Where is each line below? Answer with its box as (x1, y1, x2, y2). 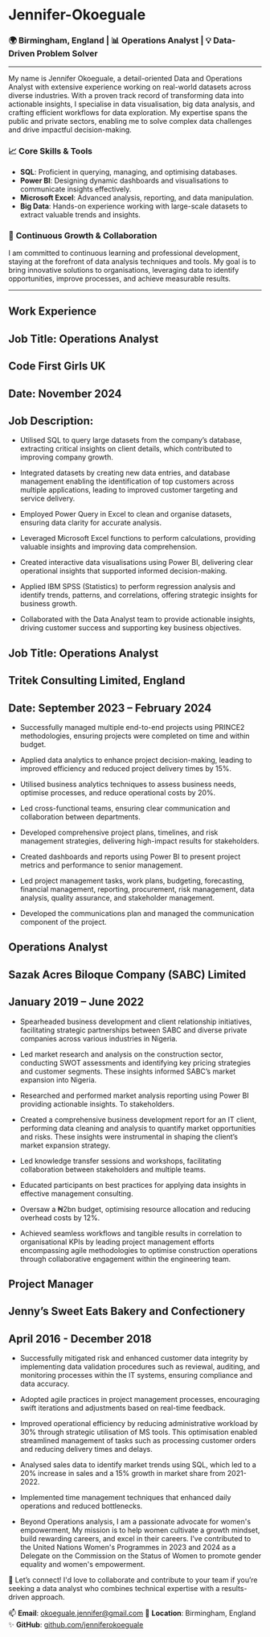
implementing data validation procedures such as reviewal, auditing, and (19, 1362, 260, 1371)
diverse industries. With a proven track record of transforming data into (8, 91, 244, 101)
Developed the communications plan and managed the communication (19, 909, 255, 918)
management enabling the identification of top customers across (19, 476, 235, 486)
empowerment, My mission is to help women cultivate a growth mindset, (19, 1525, 260, 1535)
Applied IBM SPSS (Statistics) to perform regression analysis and (19, 582, 235, 592)
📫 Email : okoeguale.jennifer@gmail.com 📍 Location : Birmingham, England (8, 1608, 256, 1618)
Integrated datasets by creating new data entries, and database (19, 468, 231, 478)
